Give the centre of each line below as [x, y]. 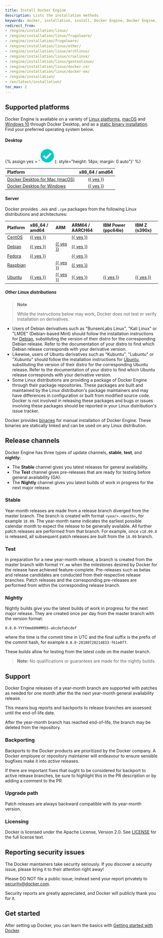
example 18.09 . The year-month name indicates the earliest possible [73, 521]
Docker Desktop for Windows [36, 186]
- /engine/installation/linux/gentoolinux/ [50, 61]
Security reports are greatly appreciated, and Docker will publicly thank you [81, 893]
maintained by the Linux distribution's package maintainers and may [80, 390]
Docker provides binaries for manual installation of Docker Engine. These [78, 420]
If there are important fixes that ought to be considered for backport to [75, 770]
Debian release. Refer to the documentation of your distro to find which [83, 344]
